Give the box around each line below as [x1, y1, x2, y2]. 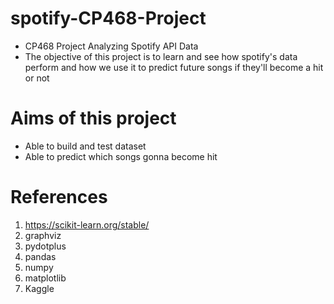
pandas [24, 250, 57, 262]
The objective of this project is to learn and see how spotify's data [24, 50, 298, 62]
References [10, 186, 108, 209]
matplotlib [24, 272, 67, 284]
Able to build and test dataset [24, 140, 147, 152]
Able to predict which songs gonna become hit [24, 150, 218, 162]
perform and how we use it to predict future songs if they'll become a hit [24, 61, 324, 73]
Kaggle [24, 282, 55, 294]
